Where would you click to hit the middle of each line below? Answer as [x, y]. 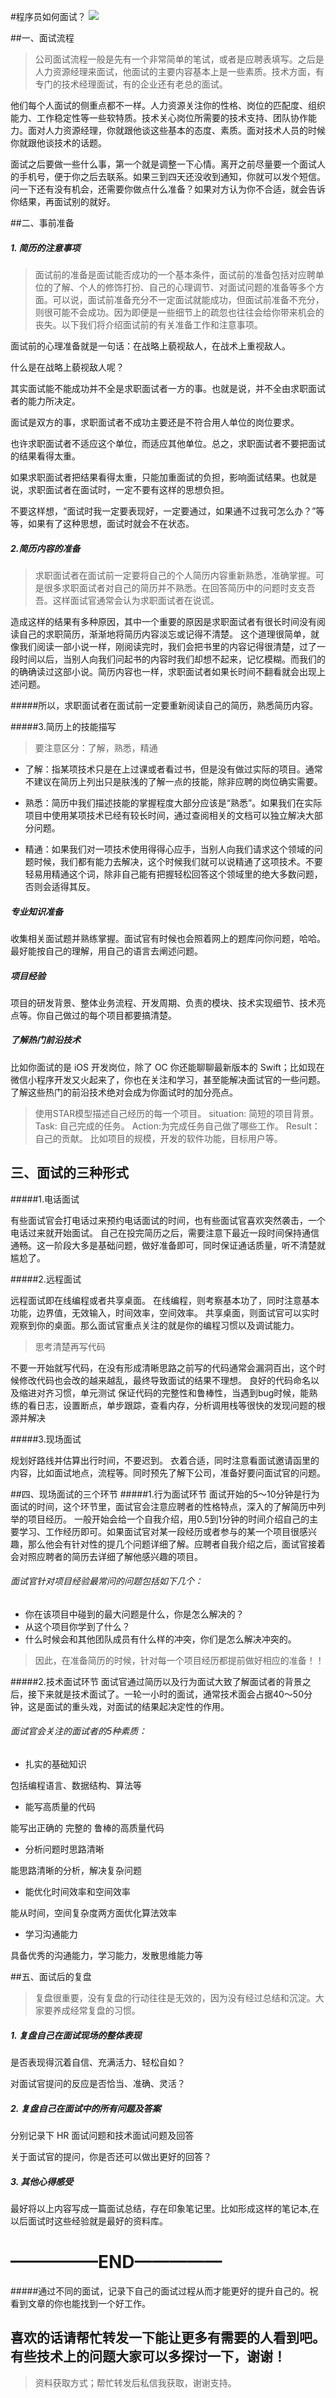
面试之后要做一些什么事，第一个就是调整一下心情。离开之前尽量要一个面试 [163, 164]
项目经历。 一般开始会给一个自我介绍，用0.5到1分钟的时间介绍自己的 [168, 1519]
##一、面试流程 [42, 38]
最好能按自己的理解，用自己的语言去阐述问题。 [106, 951]
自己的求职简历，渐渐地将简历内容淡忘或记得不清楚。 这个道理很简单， [164, 634]
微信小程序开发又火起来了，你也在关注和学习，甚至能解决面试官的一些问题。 [168, 1079]
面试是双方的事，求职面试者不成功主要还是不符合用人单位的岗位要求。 [155, 422]
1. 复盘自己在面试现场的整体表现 [76, 2035]
